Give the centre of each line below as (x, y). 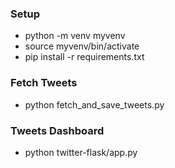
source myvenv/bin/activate (82, 46)
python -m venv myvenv (75, 36)
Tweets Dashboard (57, 130)
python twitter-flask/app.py (81, 152)
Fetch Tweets (44, 83)
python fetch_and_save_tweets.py (94, 104)
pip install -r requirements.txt (84, 57)
